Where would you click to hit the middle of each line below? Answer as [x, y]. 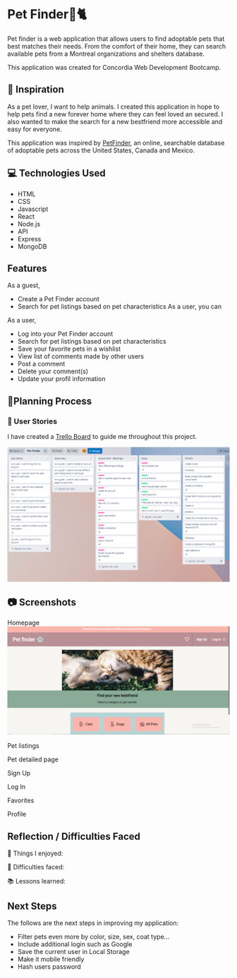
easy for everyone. [35, 129]
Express [29, 239]
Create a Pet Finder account [59, 299]
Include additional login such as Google [75, 944]
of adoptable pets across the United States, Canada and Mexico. [101, 150]
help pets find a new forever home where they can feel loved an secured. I [115, 114]
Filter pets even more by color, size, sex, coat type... [93, 937]
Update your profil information [61, 379]
